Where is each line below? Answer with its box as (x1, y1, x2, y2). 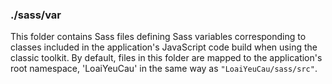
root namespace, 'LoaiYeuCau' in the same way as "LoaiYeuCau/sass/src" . (10, 63, 318, 75)
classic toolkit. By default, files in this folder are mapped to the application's (10, 52, 323, 64)
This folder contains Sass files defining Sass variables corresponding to (10, 31, 307, 43)
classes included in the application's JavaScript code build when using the (10, 41, 318, 53)
